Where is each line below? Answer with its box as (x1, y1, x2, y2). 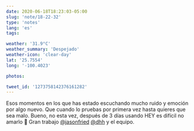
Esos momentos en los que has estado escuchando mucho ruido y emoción (6, 100, 189, 107)
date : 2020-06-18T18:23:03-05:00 (6, 8, 88, 15)
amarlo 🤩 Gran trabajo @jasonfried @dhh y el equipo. (6, 118, 134, 126)
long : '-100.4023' (6, 63, 51, 68)
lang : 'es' (6, 25, 33, 31)
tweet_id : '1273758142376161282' (6, 84, 88, 89)
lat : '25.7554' (6, 57, 43, 63)
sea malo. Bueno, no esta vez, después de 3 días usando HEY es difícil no (6, 112, 184, 119)
